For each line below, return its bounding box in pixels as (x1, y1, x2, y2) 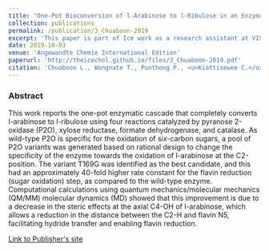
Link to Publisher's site (8, 234, 83, 244)
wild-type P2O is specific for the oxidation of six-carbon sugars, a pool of (8, 133, 251, 144)
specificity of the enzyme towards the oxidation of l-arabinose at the (8, 151, 235, 161)
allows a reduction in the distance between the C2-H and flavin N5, (8, 210, 230, 220)
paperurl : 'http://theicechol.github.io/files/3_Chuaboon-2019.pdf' (8, 57, 242, 65)
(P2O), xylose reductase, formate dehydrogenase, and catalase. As (35, 125, 258, 135)
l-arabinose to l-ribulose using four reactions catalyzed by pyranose (8, 117, 233, 126)
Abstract (8, 90, 44, 101)
